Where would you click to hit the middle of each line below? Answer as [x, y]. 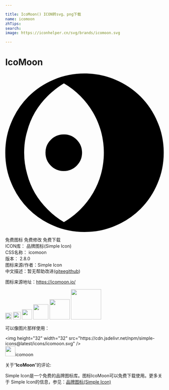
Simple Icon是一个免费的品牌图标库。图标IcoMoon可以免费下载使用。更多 [81, 376]
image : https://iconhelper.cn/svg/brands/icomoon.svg [63, 33]
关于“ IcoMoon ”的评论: [28, 365]
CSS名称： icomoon [26, 253]
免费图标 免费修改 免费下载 [33, 240]
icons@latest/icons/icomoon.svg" [40, 344]
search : [13, 28]
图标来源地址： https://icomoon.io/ [40, 282]
